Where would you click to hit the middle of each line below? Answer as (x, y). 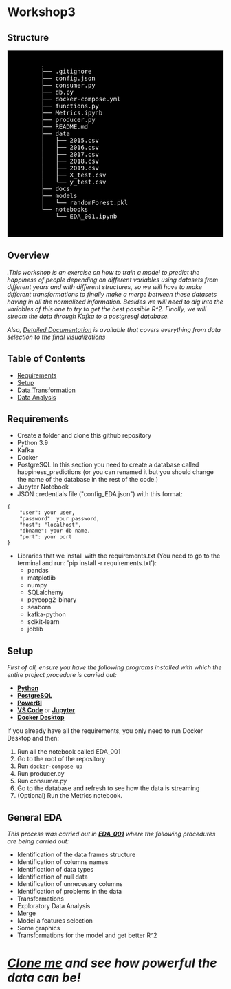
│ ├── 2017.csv (70, 154)
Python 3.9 (33, 443)
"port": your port (46, 537)
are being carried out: (38, 841)
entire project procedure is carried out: (62, 675)
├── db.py (57, 92)
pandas (38, 571)
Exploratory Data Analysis (54, 906)
